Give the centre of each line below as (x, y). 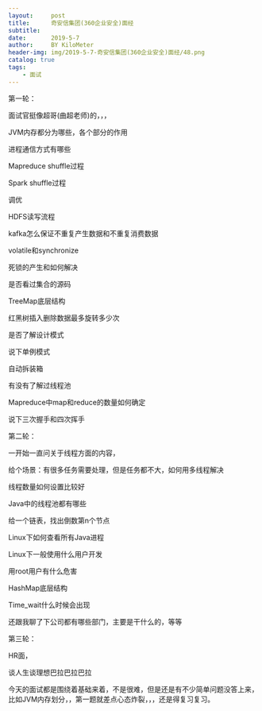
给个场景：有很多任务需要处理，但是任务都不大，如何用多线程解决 (116, 469)
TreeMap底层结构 (37, 301)
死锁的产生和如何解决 (43, 267)
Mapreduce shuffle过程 (46, 166)
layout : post (37, 15)
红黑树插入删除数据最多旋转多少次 (64, 318)
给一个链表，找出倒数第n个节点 (59, 520)
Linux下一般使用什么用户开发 (56, 554)
